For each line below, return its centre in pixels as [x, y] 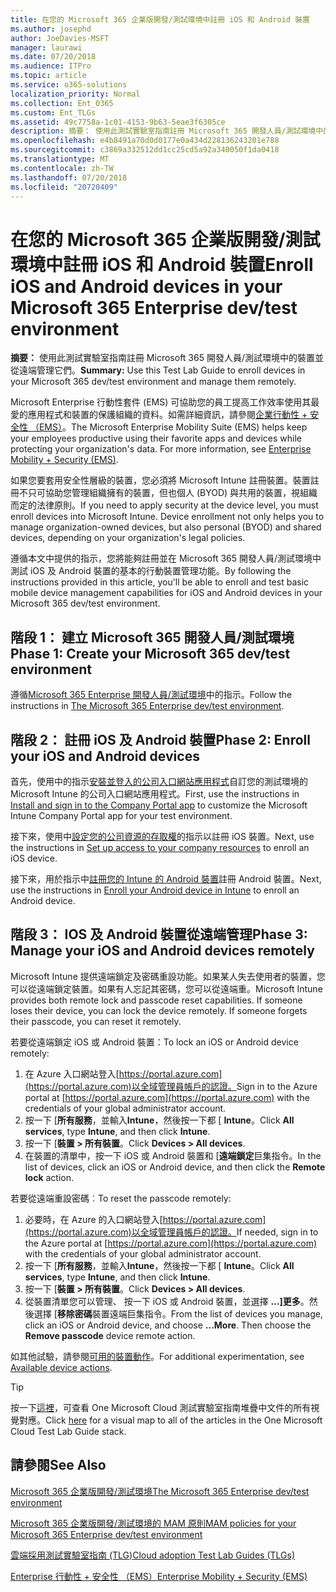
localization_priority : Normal [75, 94]
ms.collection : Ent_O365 [62, 103]
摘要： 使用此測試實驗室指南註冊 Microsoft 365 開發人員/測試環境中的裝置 [162, 358]
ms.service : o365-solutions [69, 85]
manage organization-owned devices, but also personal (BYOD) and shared [166, 527]
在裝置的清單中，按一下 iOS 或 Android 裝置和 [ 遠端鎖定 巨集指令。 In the [173, 1155]
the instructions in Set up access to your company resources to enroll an [160, 847]
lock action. [49, 1177]
